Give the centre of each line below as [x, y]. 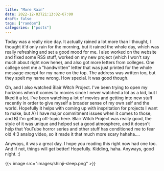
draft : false [18, 19]
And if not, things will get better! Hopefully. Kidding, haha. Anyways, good [80, 149]
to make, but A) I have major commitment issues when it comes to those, [78, 113]
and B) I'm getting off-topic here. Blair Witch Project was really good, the [78, 119]
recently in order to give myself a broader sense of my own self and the [77, 103]
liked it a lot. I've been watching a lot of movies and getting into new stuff [79, 98]
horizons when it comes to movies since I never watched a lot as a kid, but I [81, 93]
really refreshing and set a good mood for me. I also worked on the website [81, 52]
